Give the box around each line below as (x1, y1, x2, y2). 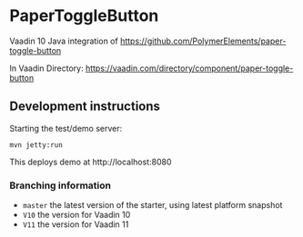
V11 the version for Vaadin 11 (22, 219, 129, 230)
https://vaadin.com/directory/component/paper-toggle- (85, 63, 294, 74)
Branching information (9, 179, 112, 192)
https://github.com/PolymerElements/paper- (119, 35, 287, 46)
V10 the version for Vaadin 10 (22, 210, 131, 221)
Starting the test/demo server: (9, 123, 123, 133)
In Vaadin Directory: (9, 63, 84, 74)
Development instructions (9, 99, 161, 114)
